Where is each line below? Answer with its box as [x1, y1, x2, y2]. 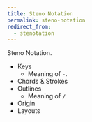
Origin [17, 99, 36, 108]
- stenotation [13, 29, 54, 37]
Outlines [17, 84, 42, 93]
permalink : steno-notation [7, 17, 86, 24]
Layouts [17, 107, 40, 115]
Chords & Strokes [17, 77, 68, 86]
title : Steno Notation [7, 10, 73, 17]
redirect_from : [7, 23, 52, 30]
